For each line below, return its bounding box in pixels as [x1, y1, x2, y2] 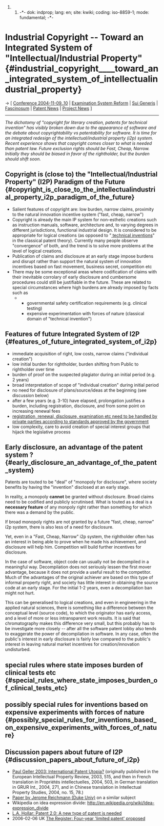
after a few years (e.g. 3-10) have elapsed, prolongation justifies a [12, 398, 145, 403]
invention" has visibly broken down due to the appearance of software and [5, 125, 156, 131]
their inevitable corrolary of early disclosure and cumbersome [12, 274, 137, 280]
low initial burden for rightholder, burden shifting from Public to [12, 361, 139, 367]
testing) [26, 305, 42, 311]
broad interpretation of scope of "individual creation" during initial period [12, 382, 159, 388]
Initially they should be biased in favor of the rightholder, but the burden [5, 151, 150, 157]
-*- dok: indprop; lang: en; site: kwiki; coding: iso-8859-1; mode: [19, 9, 149, 15]
